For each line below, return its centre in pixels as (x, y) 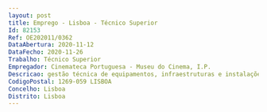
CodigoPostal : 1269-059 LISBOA (60, 81)
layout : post (30, 15)
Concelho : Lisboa (37, 89)
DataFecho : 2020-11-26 (46, 52)
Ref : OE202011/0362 (41, 37)
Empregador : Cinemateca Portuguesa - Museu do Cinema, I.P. (110, 67)
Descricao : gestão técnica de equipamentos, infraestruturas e (115, 74)
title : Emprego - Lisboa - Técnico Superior (83, 23)
